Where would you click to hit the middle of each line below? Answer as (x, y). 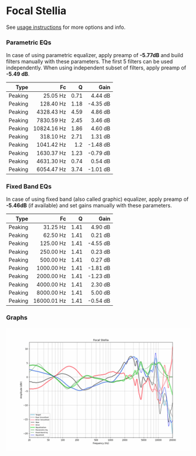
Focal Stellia (36, 11)
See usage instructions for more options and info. (66, 27)
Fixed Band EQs (29, 186)
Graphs (17, 318)
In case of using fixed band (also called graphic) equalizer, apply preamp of (97, 199)
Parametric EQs (29, 42)
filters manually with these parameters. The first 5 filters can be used (89, 62)
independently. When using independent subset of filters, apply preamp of (96, 68)
